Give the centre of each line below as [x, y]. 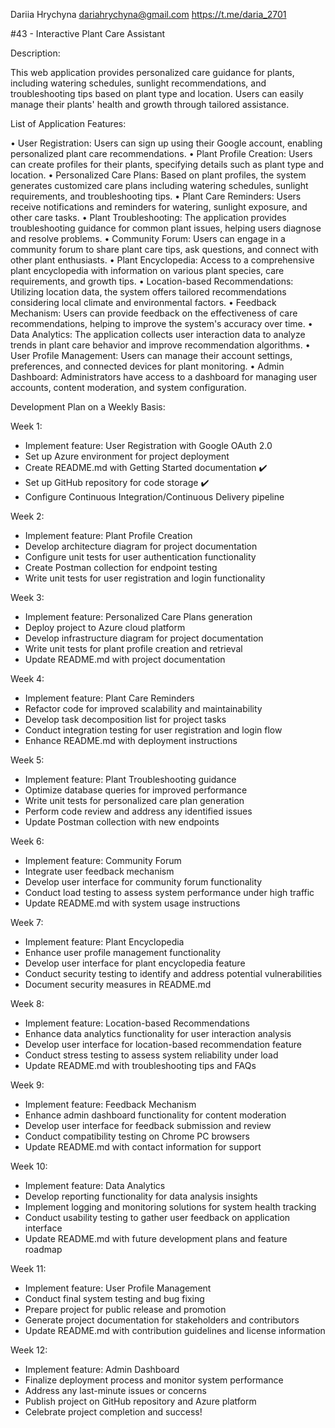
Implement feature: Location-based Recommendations [137, 1023]
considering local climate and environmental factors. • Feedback [143, 302]
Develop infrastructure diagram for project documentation [144, 638]
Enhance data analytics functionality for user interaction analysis [158, 1033]
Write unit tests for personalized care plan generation [134, 800]
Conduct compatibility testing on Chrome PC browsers [137, 1136]
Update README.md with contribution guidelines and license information [175, 1330]
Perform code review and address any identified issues [138, 811]
